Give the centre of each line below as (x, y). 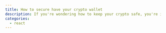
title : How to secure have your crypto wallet (54, 9)
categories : (17, 18)
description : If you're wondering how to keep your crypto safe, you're (82, 14)
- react (18, 23)
